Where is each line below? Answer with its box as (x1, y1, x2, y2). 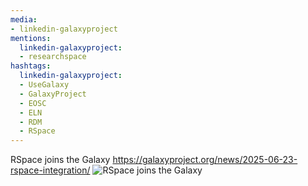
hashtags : (10, 61, 52, 71)
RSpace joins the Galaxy (10, 154, 111, 166)
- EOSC (19, 98, 47, 108)
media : (10, 14, 38, 25)
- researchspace (19, 52, 87, 62)
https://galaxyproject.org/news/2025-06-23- (112, 154, 298, 166)
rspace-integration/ (10, 164, 91, 176)
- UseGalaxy (19, 80, 70, 90)
